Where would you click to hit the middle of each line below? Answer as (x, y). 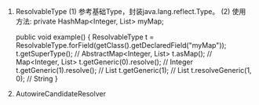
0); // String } (37, 78)
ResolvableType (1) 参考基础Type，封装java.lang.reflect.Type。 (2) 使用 (131, 11)
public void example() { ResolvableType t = (85, 37)
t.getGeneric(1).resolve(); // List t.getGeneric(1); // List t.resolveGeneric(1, (133, 70)
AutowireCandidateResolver (60, 94)
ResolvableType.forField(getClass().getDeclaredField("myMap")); (121, 45)
